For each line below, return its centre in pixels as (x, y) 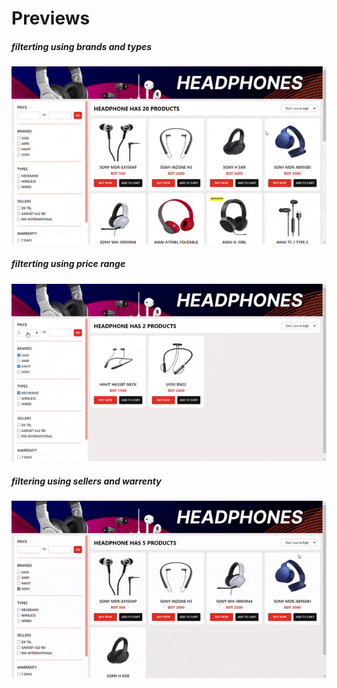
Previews (51, 18)
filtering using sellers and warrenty (86, 481)
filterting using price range (68, 264)
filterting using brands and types (82, 46)
